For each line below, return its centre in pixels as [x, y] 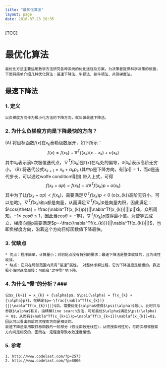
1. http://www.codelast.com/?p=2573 [43, 356]
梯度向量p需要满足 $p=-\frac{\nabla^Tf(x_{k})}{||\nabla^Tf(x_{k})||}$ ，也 [87, 223]
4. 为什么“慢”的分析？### [36, 284]
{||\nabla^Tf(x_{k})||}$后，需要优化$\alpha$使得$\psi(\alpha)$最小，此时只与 [83, 306]
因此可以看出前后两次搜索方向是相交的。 [40, 322]
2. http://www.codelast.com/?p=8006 [43, 361]
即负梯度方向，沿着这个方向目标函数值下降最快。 [55, 229]
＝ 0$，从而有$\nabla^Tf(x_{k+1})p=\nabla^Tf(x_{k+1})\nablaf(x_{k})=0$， [82, 316]
